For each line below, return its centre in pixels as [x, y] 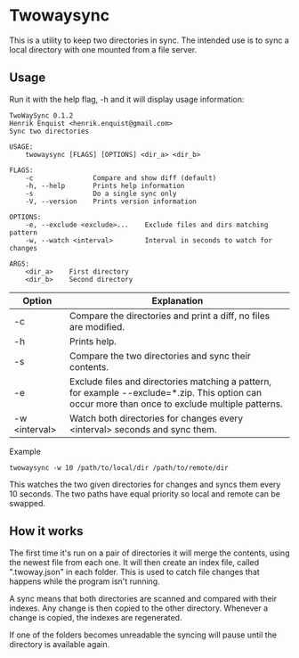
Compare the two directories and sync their [160, 356]
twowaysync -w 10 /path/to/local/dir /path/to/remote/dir [119, 468]
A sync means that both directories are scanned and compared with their [143, 598]
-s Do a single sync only [101, 193]
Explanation [178, 300]
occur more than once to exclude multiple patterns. [176, 404]
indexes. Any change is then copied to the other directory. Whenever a [139, 608]
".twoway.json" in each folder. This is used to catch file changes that [134, 572]
